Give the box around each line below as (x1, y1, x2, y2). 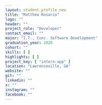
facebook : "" (5, 92, 33, 97)
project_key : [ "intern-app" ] (5, 59, 71, 64)
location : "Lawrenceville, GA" (5, 64, 71, 69)
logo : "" (5, 17, 24, 22)
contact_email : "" (5, 31, 44, 36)
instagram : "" (5, 87, 35, 92)
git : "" (5, 73, 22, 78)
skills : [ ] (5, 49, 30, 55)
